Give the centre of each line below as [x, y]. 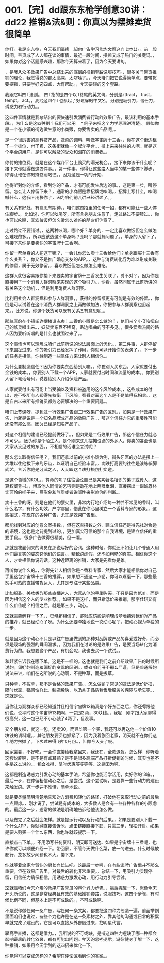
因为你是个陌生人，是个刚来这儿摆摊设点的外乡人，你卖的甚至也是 [91, 440]
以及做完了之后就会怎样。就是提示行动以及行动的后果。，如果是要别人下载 [79, 819]
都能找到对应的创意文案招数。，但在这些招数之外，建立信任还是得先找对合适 [81, 525]
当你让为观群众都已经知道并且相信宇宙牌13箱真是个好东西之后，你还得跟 [78, 706]
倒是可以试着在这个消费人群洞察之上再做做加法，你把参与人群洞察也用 [76, 304]
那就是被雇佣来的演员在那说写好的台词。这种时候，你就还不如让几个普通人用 [82, 547]
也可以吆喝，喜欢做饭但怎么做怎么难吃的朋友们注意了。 [61, 220]
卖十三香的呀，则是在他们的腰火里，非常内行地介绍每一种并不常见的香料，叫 [82, 502]
